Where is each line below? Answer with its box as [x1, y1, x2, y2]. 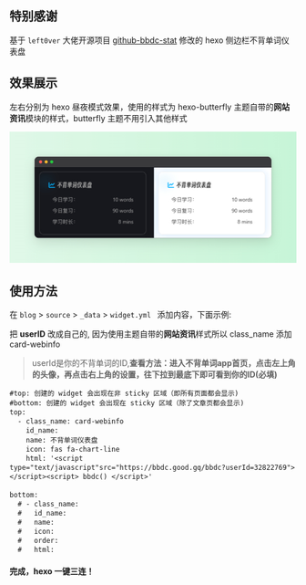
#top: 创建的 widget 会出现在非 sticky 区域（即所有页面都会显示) [9, 389, 240, 398]
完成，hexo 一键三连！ [9, 565, 95, 577]
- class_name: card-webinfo [17, 417, 125, 426]
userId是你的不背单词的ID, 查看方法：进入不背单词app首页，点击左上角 [31, 358, 296, 368]
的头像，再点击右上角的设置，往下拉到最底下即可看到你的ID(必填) [31, 369, 278, 380]
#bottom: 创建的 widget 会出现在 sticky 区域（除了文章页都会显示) [9, 399, 245, 408]
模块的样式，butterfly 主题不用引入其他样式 [25, 112, 188, 123]
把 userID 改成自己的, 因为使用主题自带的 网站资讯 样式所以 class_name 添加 [9, 329, 293, 340]
